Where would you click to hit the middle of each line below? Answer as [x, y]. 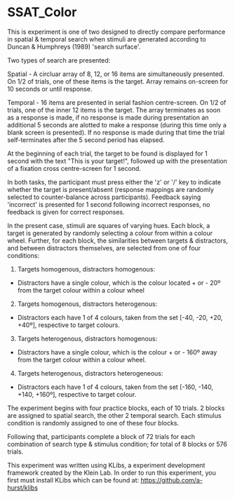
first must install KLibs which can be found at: [73, 480]
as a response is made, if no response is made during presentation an [108, 117]
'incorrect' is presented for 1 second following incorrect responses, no [109, 204]
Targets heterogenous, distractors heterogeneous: [90, 373]
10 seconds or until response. [50, 89]
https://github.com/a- [172, 480]
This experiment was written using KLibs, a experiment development [106, 465]
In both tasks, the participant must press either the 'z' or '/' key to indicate [114, 182]
